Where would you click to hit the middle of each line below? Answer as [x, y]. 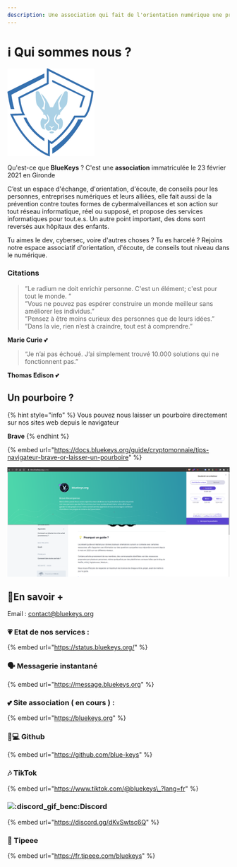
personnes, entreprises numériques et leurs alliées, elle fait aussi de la [110, 196]
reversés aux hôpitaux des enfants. [59, 226]
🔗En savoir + [35, 597]
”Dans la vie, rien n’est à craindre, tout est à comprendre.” [108, 326]
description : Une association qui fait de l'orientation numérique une [115, 15]
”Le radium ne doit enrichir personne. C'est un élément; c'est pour [121, 288]
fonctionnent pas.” [51, 361]
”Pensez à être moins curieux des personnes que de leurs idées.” [120, 319]
